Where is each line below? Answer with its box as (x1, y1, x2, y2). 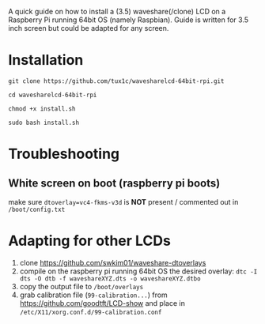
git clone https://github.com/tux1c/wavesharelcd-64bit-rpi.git (8, 77, 225, 85)
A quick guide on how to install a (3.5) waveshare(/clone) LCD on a (8, 7, 226, 16)
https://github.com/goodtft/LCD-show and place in (19, 298, 186, 307)
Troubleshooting (8, 145, 120, 163)
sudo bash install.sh (8, 119, 80, 126)
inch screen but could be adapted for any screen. (8, 24, 169, 32)
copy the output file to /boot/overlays (19, 281, 144, 291)
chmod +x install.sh (8, 104, 77, 113)
